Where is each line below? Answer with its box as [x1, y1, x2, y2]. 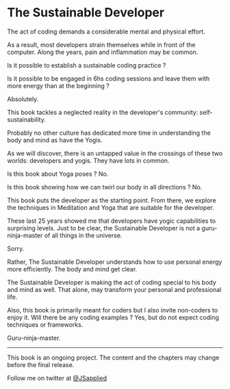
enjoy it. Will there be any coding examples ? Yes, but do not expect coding [7, 313, 219, 321]
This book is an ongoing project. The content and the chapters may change [7, 353, 220, 362]
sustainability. [7, 115, 46, 124]
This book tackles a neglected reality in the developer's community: [7, 108, 199, 116]
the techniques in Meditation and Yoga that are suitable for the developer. [7, 203, 214, 211]
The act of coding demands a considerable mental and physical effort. [7, 27, 205, 36]
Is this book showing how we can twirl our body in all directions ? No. [7, 183, 203, 191]
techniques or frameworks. [7, 320, 84, 329]
